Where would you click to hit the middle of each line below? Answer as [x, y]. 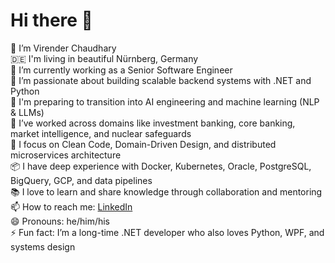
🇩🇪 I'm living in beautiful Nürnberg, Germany [104, 58]
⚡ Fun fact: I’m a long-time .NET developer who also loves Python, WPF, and [167, 232]
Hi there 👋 [51, 20]
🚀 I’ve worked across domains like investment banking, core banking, [153, 123]
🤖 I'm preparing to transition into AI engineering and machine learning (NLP [165, 101]
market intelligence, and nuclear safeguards [101, 133]
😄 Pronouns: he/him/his [60, 221]
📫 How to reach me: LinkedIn [71, 206]
